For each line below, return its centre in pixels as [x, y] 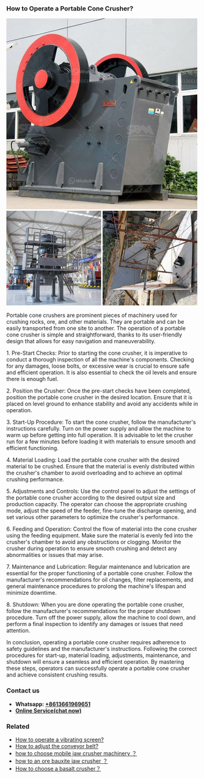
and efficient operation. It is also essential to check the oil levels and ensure [102, 373]
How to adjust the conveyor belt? [57, 746]
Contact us [23, 691]
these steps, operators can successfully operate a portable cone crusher [98, 668]
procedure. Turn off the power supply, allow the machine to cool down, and [101, 617]
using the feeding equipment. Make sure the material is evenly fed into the [100, 536]
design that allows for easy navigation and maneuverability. [81, 341]
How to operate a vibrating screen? [60, 740]
